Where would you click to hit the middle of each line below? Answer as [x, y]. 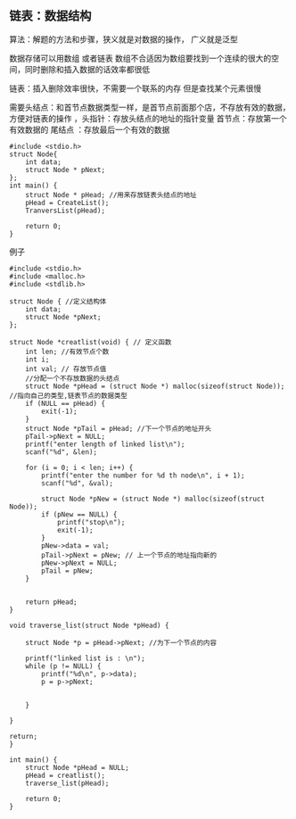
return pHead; [51, 602]
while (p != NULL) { [63, 666]
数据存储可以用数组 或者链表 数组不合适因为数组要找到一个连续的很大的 [140, 58]
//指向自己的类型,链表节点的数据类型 [68, 395]
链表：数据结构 [50, 16]
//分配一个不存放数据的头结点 [73, 378]
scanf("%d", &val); [78, 483]
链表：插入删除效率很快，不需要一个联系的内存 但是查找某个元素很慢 [135, 88]
